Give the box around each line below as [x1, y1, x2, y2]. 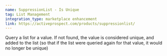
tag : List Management [5, 12, 50, 17]
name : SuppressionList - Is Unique [5, 7, 79, 12]
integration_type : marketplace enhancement [5, 16, 97, 21]
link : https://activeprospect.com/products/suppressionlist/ [5, 21, 135, 26]
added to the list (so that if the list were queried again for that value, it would [5, 40, 162, 46]
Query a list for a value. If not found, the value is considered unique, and [5, 35, 154, 41]
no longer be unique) [5, 45, 48, 51]
